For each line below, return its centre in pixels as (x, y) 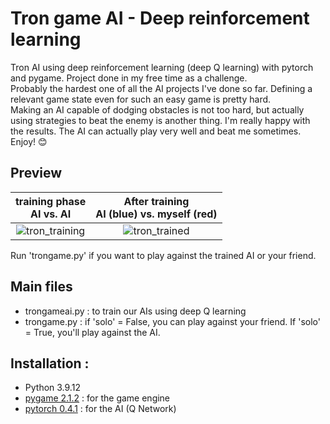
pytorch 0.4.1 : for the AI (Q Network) (100, 409)
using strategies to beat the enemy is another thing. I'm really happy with (160, 120)
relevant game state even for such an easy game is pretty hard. (141, 99)
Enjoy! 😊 (29, 141)
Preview (36, 173)
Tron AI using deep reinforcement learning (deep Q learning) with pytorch (162, 67)
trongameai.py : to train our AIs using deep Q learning (135, 311)
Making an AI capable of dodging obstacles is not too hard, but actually (157, 109)
